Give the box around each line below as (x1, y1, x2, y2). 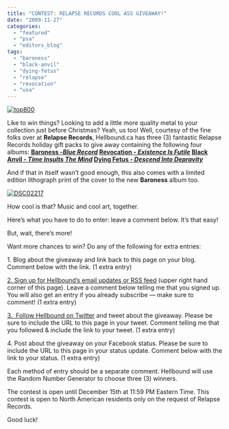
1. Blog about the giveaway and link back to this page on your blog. (7, 255, 197, 264)
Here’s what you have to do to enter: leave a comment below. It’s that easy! (7, 216, 219, 224)
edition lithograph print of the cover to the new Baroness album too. (7, 176, 200, 184)
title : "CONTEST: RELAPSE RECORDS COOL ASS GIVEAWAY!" (7, 10, 167, 17)
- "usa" (13, 86, 36, 93)
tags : (7, 49, 23, 56)
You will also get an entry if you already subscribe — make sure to (7, 291, 194, 299)
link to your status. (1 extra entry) (7, 354, 101, 362)
